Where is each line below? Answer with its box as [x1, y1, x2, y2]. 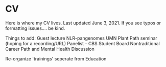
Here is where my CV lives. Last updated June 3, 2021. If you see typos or [5, 20, 161, 26]
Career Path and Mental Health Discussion [5, 46, 94, 52]
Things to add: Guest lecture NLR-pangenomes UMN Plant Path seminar [5, 35, 157, 41]
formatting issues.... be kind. [5, 25, 65, 31]
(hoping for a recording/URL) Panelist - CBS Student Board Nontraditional [5, 40, 160, 46]
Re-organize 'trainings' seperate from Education [5, 55, 107, 61]
